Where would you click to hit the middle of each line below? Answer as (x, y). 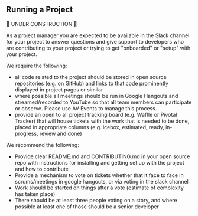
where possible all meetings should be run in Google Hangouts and (96, 96)
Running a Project (39, 10)
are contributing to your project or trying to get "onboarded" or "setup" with (98, 48)
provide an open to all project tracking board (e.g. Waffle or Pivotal (96, 114)
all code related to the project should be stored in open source (90, 77)
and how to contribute (42, 169)
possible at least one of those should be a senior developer (87, 207)
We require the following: (37, 66)
